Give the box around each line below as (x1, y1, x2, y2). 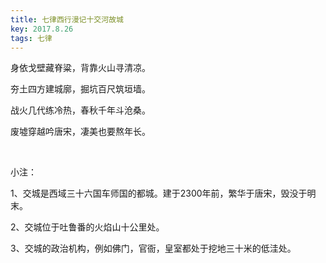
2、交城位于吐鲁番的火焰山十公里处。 (10, 221, 165, 233)
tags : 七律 (10, 33, 53, 43)
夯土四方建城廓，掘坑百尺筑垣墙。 (10, 83, 151, 95)
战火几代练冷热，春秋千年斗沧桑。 (10, 104, 151, 116)
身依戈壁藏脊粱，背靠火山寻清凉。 (10, 62, 151, 74)
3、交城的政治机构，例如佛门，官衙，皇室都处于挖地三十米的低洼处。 (10, 242, 297, 255)
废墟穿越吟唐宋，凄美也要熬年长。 (10, 126, 151, 138)
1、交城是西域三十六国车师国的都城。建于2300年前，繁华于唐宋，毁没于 (10, 187, 308, 200)
